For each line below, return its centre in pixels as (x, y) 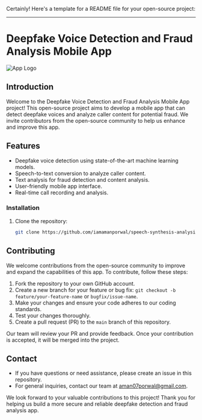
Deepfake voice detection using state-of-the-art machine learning (96, 160)
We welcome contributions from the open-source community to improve (96, 265)
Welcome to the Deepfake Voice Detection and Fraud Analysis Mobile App (98, 101)
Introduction (30, 87)
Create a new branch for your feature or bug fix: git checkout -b (95, 290)
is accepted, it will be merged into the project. (63, 340)
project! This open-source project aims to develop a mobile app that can (96, 108)
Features (23, 146)
